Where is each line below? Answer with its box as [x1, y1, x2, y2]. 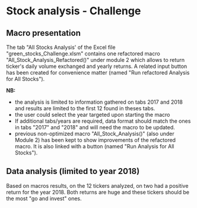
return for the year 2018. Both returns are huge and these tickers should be [6, 188, 190, 195]
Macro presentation [6, 28, 81, 38]
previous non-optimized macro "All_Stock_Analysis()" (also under [14, 130, 174, 137]
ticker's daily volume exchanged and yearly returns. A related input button [6, 63, 188, 70]
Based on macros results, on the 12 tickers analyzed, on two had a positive [6, 182, 189, 189]
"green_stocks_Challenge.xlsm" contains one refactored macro [6, 50, 160, 57]
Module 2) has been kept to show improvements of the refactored [14, 136, 176, 144]
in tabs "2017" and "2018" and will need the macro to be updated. [14, 124, 175, 131]
